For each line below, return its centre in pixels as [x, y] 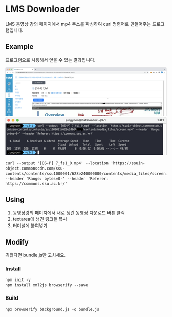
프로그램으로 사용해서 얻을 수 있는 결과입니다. [50, 60]
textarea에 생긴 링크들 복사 [40, 219]
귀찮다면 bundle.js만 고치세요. [35, 255]
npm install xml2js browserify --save [47, 285]
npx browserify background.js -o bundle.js [52, 309]
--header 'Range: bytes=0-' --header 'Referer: [57, 179]
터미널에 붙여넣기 [30, 226]
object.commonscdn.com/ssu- [35, 169]
